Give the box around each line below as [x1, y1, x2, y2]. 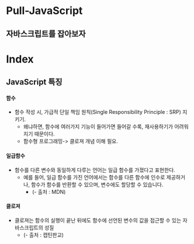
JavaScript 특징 [6, 77, 63, 87]
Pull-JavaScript [6, 4, 83, 18]
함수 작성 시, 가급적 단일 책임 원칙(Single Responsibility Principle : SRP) [14, 109, 181, 116]
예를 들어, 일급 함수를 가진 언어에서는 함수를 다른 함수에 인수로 [23, 173, 165, 180]
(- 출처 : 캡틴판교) [23, 231, 64, 238]
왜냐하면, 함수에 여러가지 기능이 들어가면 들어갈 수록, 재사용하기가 [23, 123, 174, 130]
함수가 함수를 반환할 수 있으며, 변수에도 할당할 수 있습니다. [31, 181, 164, 188]
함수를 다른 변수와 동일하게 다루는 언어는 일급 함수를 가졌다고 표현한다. [14, 166, 175, 173]
